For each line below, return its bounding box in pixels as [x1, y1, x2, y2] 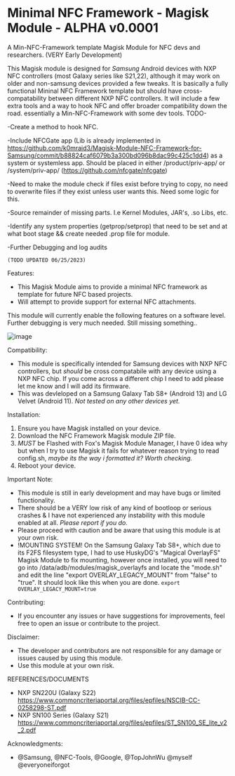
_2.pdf [17, 725, 36, 734]
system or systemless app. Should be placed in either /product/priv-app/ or [7, 158, 226, 167]
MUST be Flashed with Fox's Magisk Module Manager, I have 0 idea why [17, 439, 228, 447]
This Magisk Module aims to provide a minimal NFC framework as [17, 283, 208, 291]
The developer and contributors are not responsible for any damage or [17, 646, 222, 654]
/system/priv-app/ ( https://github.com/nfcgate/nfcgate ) [7, 166, 168, 174]
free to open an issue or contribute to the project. [17, 619, 160, 627]
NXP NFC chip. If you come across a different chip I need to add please [17, 374, 224, 382]
